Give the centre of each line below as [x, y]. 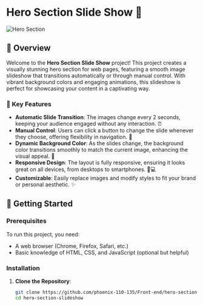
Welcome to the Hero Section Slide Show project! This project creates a [96, 62]
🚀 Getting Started [40, 204]
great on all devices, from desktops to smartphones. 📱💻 [85, 169]
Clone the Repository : [43, 281]
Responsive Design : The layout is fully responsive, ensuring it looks [100, 163]
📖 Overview [28, 48]
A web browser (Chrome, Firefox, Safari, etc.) [72, 246]
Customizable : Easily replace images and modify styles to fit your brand [105, 178]
